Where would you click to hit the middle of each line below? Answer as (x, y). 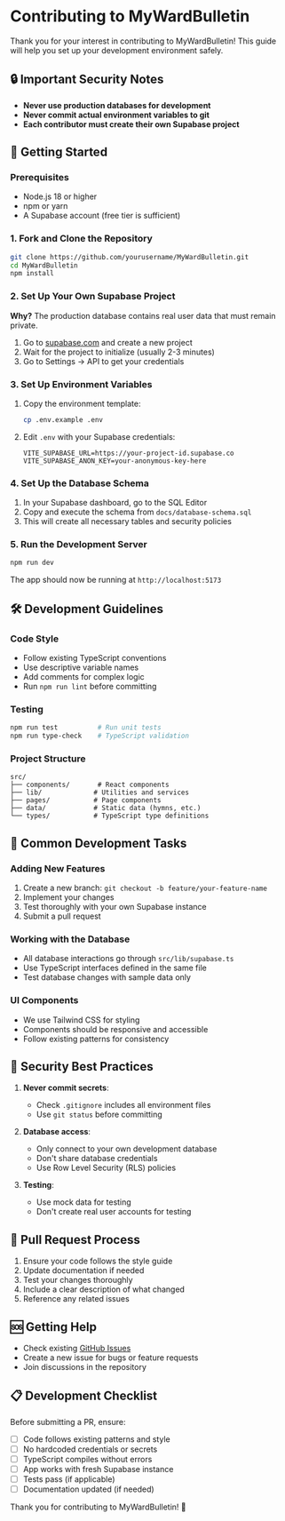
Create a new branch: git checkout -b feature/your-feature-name (145, 888)
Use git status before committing (99, 1115)
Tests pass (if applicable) (69, 1479)
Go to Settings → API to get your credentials (103, 361)
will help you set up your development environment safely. (117, 50)
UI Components (44, 1000)
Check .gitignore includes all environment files (123, 1105)
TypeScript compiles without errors (87, 1459)
